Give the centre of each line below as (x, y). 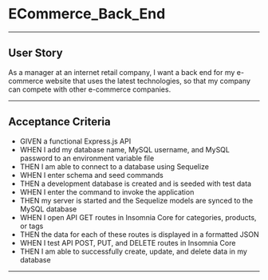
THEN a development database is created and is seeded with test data (136, 183)
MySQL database (48, 209)
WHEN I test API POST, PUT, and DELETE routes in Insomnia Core (128, 243)
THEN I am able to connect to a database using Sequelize (114, 166)
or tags (32, 226)
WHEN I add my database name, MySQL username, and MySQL (124, 149)
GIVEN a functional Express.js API (75, 141)
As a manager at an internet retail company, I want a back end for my (122, 72)
